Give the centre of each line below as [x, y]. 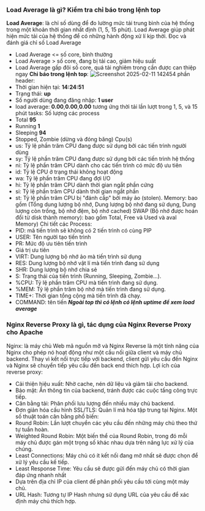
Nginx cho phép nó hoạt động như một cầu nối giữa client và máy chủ [94, 352]
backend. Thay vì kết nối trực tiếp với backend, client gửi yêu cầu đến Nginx [102, 359]
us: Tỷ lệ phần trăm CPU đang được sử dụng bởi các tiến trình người [101, 146]
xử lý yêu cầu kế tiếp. [42, 462]
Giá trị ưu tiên [32, 250]
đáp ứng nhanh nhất [41, 475]
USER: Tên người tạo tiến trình [53, 237]
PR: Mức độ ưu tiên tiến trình [51, 244]
